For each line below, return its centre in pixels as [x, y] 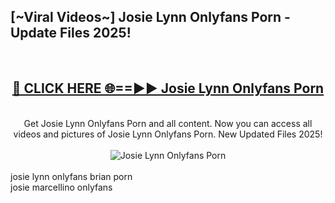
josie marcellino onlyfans [61, 187]
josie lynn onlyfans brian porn [71, 176]
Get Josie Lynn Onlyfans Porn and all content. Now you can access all [168, 123]
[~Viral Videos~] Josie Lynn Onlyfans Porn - [150, 17]
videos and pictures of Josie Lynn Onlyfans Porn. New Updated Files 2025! [168, 134]
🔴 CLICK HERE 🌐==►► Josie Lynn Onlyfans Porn [168, 88]
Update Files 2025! [71, 33]
